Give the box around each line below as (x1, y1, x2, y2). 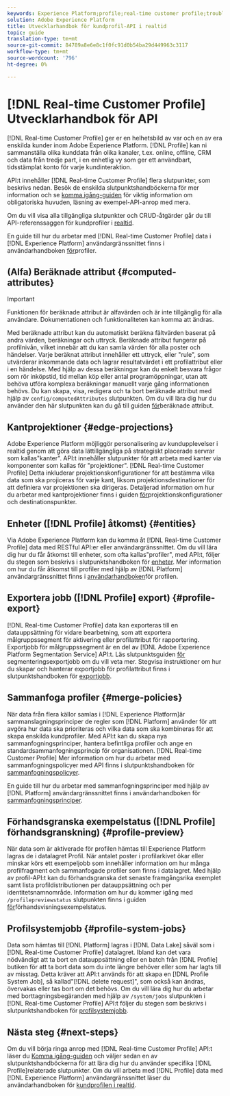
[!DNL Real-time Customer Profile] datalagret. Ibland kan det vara (7, 948, 192, 956)
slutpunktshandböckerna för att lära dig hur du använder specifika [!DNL (7, 1059, 212, 1067)
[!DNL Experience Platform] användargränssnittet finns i (7, 239, 165, 247)
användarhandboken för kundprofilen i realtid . (7, 1081, 137, 1089)
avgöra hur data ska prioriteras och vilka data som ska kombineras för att (7, 724, 214, 733)
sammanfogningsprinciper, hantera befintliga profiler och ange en (7, 739, 193, 747)
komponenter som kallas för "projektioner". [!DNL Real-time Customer (7, 462, 204, 470)
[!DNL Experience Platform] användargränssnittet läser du (7, 1073, 170, 1082)
